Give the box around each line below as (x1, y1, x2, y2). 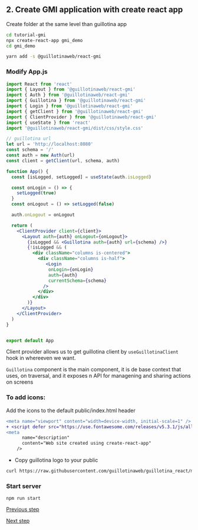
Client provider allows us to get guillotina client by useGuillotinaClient (6, 348, 179, 355)
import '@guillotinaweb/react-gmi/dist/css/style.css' (6, 125, 144, 131)
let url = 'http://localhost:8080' (6, 142, 94, 147)
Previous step (6, 506, 39, 513)
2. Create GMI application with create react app (6, 5, 183, 15)
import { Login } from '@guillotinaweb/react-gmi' (6, 103, 133, 109)
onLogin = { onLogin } (48, 266, 94, 272)
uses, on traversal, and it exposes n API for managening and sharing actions (6, 372, 191, 380)
